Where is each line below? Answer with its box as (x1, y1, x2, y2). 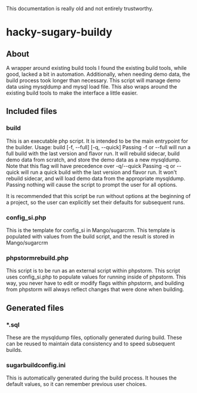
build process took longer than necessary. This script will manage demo (6, 77, 181, 84)
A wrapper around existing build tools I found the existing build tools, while (6, 65, 187, 71)
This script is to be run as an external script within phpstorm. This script (6, 267, 181, 274)
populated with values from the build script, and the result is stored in (6, 233, 175, 240)
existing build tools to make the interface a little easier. (6, 89, 138, 96)
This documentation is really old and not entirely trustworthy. (6, 5, 153, 12)
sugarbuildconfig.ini (6, 361, 66, 369)
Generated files (6, 303, 64, 313)
